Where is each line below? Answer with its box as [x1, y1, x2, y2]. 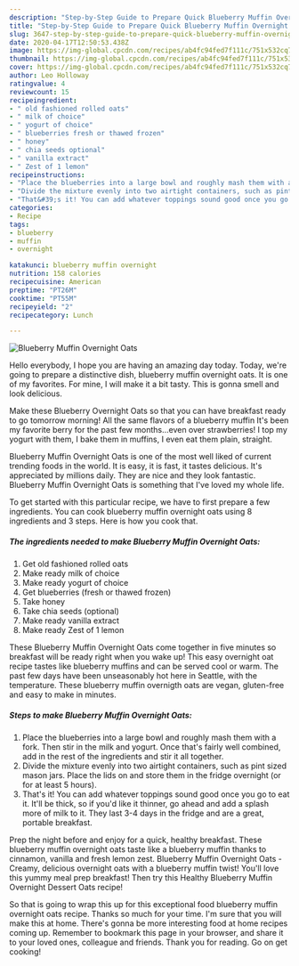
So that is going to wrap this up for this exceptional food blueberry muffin [9, 899, 279, 910]
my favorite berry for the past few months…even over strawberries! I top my [9, 425, 287, 435]
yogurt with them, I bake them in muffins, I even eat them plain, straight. [9, 434, 273, 445]
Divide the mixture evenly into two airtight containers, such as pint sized [21, 760, 287, 771]
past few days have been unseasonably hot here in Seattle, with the [9, 670, 258, 681]
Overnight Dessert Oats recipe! [9, 882, 123, 893]
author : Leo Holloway [9, 71, 90, 80]
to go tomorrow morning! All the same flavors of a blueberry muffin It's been [9, 415, 289, 426]
